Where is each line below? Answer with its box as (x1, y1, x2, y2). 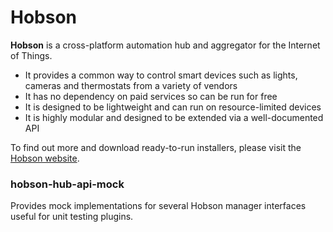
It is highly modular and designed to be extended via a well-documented (24, 111, 324, 123)
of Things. (10, 49, 53, 61)
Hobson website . (10, 152, 80, 164)
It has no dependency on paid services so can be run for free (24, 90, 278, 102)
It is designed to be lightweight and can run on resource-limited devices (24, 101, 322, 113)
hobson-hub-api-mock (10, 177, 125, 191)
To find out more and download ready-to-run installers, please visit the (10, 141, 302, 153)
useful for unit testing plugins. (10, 211, 134, 223)
